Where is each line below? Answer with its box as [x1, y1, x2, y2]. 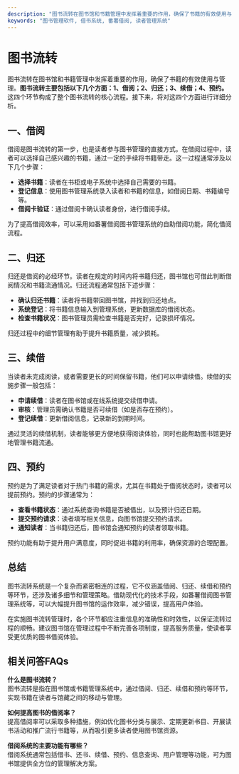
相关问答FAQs [7, 655, 69, 667]
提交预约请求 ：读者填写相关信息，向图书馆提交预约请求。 [17, 514, 186, 523]
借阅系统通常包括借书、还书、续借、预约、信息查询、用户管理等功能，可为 [7, 750, 225, 759]
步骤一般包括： [13, 381, 58, 389]
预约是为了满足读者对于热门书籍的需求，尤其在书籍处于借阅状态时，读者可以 [7, 481, 232, 489]
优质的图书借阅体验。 [19, 632, 83, 641]
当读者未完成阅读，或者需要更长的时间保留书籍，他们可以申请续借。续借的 [7, 372, 225, 380]
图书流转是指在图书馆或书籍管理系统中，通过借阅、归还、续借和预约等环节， [7, 684, 232, 693]
